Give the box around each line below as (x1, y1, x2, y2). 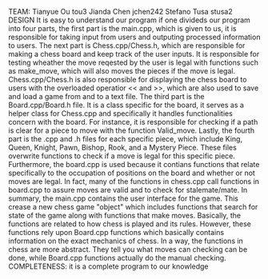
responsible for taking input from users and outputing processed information (8, 32, 261, 42)
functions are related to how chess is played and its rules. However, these (8, 219, 252, 229)
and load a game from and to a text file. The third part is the (8, 92, 205, 101)
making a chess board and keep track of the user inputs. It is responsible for (8, 50, 260, 58)
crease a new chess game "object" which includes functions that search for (8, 202, 258, 211)
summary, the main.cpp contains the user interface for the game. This (8, 193, 238, 203)
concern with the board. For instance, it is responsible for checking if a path (8, 118, 258, 126)
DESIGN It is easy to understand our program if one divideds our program (8, 15, 250, 25)
